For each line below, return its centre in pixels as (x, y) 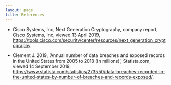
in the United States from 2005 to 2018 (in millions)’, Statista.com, (81, 61)
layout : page (19, 10)
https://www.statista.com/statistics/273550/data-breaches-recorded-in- (89, 71)
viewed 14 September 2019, (42, 66)
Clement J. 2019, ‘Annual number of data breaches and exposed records (89, 55)
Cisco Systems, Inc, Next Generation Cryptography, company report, (85, 29)
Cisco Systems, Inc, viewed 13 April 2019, (56, 35)
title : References (25, 15)
